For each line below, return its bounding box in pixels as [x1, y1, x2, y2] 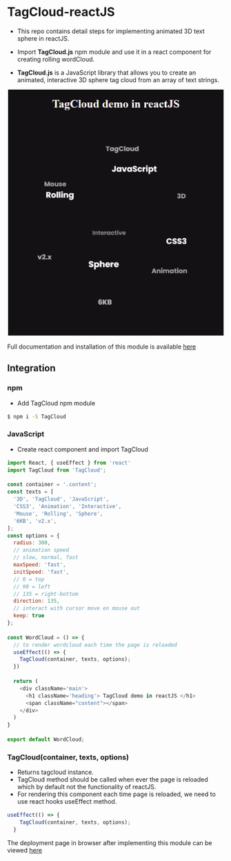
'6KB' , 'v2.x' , [13, 517, 57, 525]
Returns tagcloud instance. [17, 768, 94, 777]
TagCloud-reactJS [7, 4, 115, 20]
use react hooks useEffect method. [17, 797, 117, 806]
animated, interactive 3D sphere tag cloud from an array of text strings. [17, 75, 219, 84]
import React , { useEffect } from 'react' [7, 459, 131, 466]
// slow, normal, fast [13, 554, 79, 561]
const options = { [7, 532, 60, 539]
